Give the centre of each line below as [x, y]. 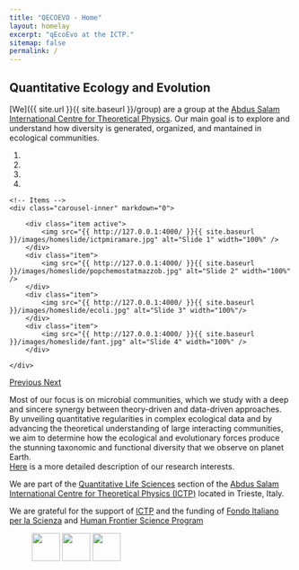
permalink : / [34, 51]
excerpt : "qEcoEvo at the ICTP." [72, 34]
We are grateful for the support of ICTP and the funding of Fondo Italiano [144, 511]
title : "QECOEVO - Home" [56, 18]
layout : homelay [40, 26]
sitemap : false [38, 43]
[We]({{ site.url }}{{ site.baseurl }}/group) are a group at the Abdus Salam [145, 109]
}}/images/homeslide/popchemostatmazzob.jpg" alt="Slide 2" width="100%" [150, 271]
